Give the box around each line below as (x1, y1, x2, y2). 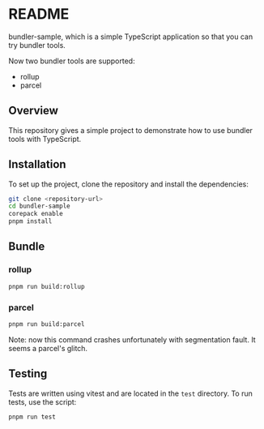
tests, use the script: (8, 397, 77, 406)
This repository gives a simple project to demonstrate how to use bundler (8, 125, 253, 135)
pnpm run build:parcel (8, 320, 85, 328)
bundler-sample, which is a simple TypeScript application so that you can (8, 32, 253, 41)
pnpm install (8, 217, 53, 225)
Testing (8, 367, 48, 381)
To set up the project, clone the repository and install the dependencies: (8, 179, 249, 189)
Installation (8, 157, 66, 171)
